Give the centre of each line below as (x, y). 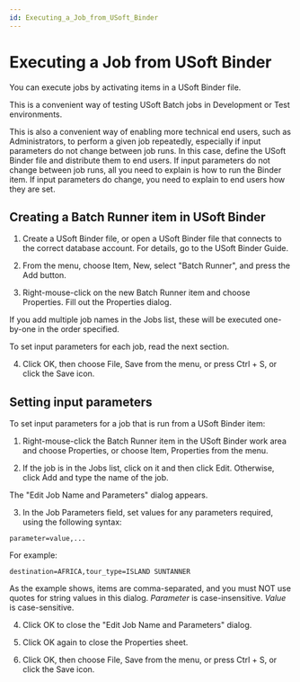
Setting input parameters (81, 402)
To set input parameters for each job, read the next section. (119, 346)
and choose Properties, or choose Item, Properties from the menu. (145, 451)
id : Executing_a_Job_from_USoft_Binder (84, 18)
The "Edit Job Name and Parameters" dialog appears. (109, 495)
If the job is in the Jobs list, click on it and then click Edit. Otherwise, (148, 468)
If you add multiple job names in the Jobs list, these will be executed (136, 319)
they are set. (32, 189)
